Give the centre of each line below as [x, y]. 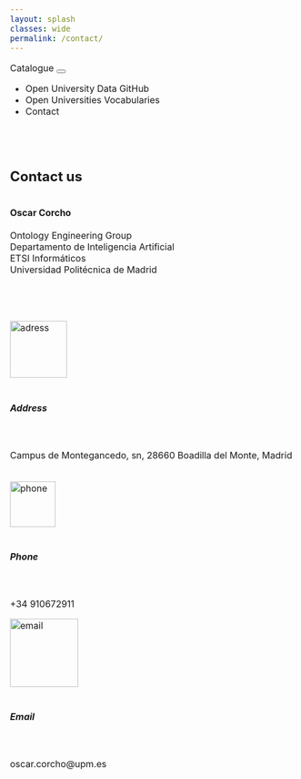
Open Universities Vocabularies [92, 99]
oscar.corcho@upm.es [59, 764]
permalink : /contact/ [57, 38]
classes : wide [40, 28]
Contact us [46, 176]
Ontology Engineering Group [71, 236]
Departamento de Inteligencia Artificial [93, 247]
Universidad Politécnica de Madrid [84, 270]
